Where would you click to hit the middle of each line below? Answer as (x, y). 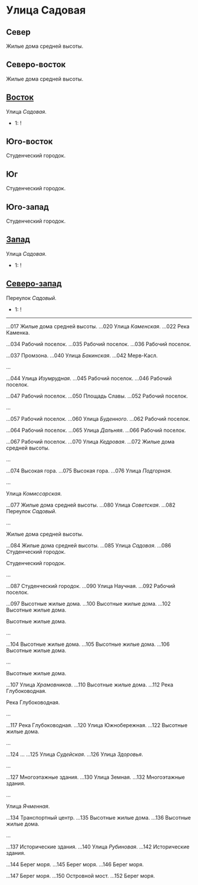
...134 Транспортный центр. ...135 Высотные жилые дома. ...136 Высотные (99, 817)
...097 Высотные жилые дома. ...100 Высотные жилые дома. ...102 (88, 603)
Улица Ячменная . (28, 806)
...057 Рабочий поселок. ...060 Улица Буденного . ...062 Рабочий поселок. (98, 418)
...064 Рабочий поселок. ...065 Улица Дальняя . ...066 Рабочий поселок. (96, 430)
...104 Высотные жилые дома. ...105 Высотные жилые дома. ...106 (88, 644)
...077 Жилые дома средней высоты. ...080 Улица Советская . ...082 (91, 505)
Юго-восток (29, 142)
